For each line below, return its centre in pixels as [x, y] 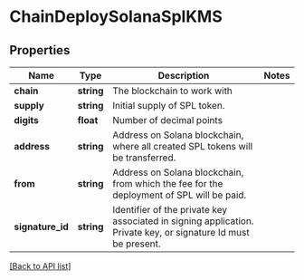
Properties [40, 50]
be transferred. [144, 158]
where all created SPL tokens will [183, 146]
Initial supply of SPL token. [169, 106]
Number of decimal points [168, 120]
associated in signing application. [183, 221]
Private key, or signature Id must [181, 232]
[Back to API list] [40, 266]
